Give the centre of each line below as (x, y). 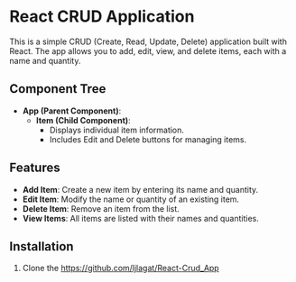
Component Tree (58, 89)
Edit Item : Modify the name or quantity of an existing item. (131, 199)
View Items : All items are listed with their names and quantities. (141, 218)
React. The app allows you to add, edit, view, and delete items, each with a (148, 50)
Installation (42, 246)
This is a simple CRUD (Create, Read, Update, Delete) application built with (148, 41)
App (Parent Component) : (72, 111)
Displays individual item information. (117, 130)
